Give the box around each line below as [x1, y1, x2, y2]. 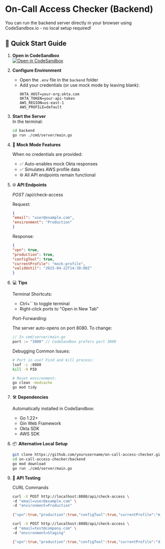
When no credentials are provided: [12, 151, 83, 157]
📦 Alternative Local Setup [12, 441, 68, 447]
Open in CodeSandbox [12, 52, 60, 58]
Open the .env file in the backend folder [19, 77, 99, 82]
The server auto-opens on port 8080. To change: [12, 325, 112, 331]
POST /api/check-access [12, 192, 63, 197]
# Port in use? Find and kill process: [12, 357, 95, 362]
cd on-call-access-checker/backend [12, 457, 86, 462]
